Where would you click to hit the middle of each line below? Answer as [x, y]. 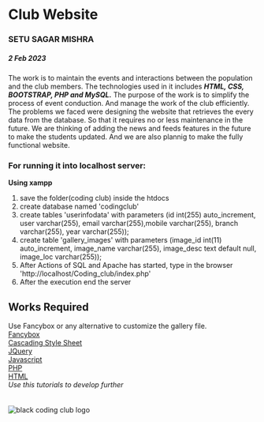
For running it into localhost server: [77, 166]
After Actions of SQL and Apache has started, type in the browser [126, 266]
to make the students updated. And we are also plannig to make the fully [126, 137]
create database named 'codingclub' [79, 206]
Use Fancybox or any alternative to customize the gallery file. [108, 326]
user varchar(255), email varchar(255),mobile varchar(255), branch [129, 224]
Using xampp [30, 183]
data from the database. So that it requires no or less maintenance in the [126, 120]
